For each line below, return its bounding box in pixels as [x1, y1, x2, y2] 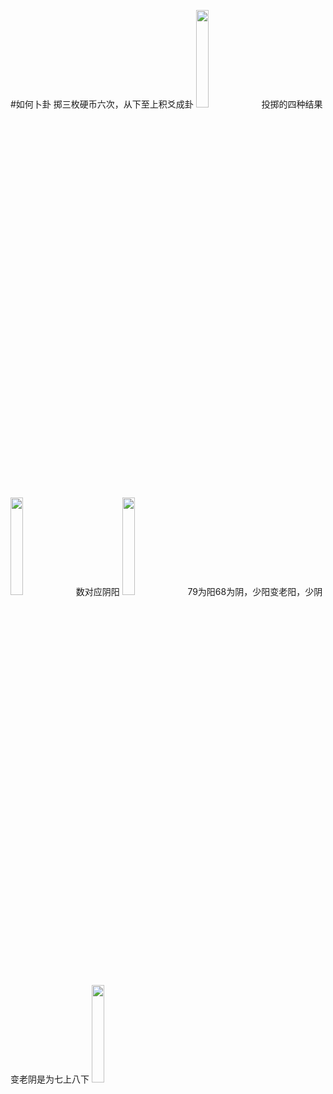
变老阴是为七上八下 [10, 1073, 90, 1085]
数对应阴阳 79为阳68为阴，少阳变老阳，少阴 [75, 586, 323, 597]
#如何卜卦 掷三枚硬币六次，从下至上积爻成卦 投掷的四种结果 [10, 98, 323, 110]
